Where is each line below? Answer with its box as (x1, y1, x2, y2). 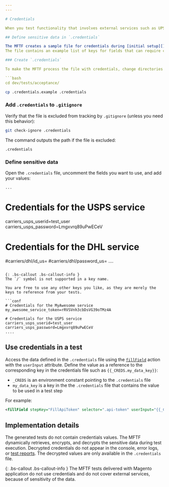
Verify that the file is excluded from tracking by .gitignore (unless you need (5, 113, 163, 119)
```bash (5, 76, 22, 81)
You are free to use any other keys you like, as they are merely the (5, 285, 156, 290)
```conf (5, 298, 22, 304)
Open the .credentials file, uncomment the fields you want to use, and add (5, 170, 162, 176)
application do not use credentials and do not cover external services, (5, 471, 150, 477)
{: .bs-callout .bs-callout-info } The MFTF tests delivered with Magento (5, 465, 152, 471)
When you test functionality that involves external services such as (5, 26, 156, 31)
